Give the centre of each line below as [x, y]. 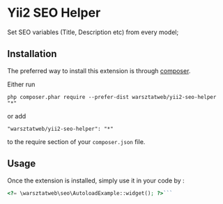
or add [17, 116]
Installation [32, 54]
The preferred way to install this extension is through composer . [99, 70]
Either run [21, 84]
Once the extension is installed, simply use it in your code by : [96, 180]
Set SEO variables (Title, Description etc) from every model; [93, 32]
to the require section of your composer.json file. [76, 141]
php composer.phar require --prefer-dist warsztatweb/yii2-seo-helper [112, 97]
